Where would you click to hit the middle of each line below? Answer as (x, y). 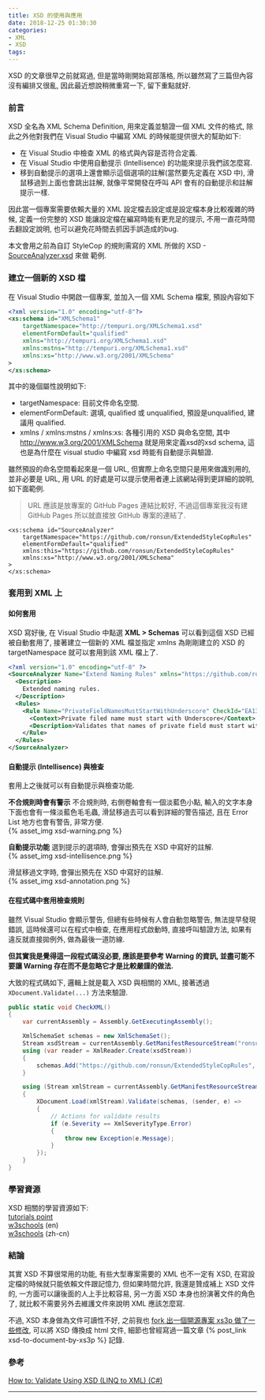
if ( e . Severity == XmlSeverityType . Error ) (121, 1124)
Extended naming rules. (62, 689)
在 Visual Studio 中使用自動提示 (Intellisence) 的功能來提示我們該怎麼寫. (136, 163)
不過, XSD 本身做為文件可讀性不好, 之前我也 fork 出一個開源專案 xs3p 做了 (128, 1320)
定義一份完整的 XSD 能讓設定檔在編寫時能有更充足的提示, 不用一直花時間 (137, 219)
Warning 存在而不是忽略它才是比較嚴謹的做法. (99, 965)
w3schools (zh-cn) (39, 1234)
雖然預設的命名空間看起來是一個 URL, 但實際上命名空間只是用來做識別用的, (129, 469)
